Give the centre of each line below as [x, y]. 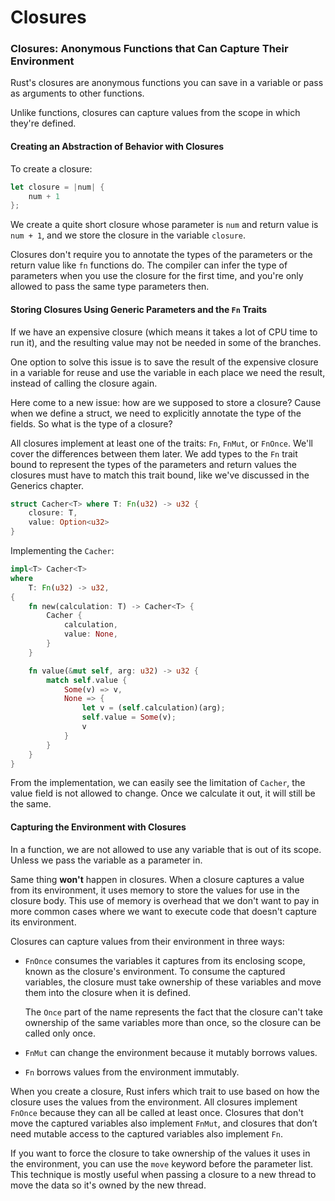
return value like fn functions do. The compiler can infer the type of [149, 265]
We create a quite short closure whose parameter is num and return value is [164, 225]
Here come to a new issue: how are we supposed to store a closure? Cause [166, 402]
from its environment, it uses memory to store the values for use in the [155, 890]
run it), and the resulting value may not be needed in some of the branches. [166, 342]
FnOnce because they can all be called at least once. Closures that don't [157, 1112]
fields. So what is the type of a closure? [91, 423]
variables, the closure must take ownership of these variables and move [173, 982]
